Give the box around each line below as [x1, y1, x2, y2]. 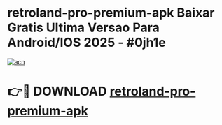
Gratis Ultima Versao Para [7, 20, 160, 36]
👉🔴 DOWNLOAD [7, 84, 107, 99]
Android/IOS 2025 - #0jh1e [7, 35, 167, 50]
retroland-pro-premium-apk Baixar [7, 5, 215, 21]
